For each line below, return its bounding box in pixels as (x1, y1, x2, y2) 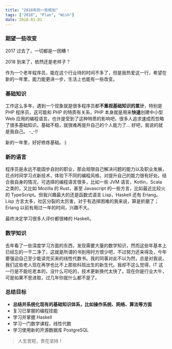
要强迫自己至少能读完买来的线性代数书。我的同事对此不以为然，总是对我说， (5, 255, 167, 261)
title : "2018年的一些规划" (5, 7, 58, 13)
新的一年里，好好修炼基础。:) (5, 139, 67, 145)
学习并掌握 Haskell (12, 314, 52, 320)
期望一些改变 (5, 35, 37, 42)
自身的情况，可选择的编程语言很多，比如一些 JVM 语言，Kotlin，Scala (14, 179, 162, 185)
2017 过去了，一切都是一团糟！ (5, 47, 71, 54)
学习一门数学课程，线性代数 (12, 320, 72, 326)
